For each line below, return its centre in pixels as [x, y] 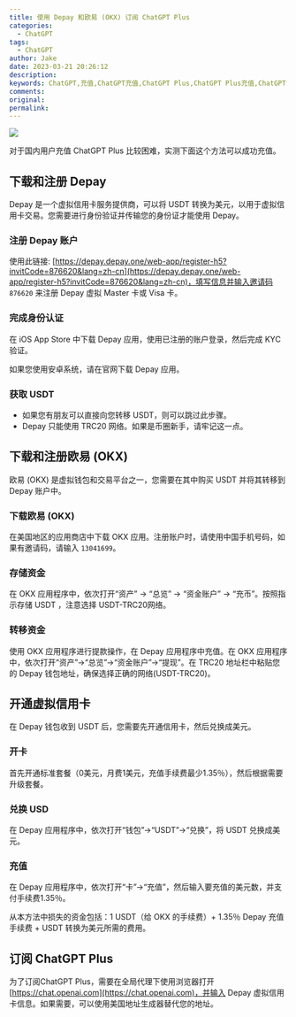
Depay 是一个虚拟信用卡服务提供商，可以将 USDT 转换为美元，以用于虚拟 [143, 204]
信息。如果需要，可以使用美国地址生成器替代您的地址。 [117, 1004]
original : [27, 100]
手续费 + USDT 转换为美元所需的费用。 [80, 928]
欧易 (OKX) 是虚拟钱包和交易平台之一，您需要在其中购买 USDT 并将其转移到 [147, 480]
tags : [19, 42]
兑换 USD [29, 809]
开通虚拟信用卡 [50, 704]
